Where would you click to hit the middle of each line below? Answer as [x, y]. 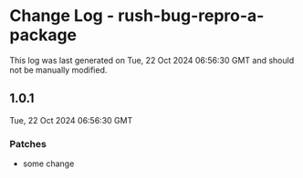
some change [48, 163]
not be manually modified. [58, 70]
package [43, 35]
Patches [28, 143]
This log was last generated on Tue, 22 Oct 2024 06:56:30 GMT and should [152, 60]
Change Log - [62, 16]
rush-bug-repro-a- [191, 16]
